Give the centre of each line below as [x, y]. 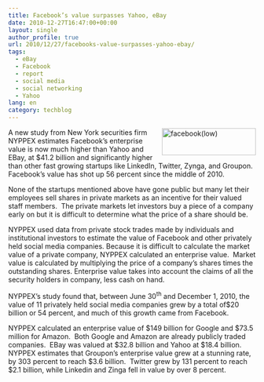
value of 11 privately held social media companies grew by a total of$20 [124, 304]
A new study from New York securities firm [78, 133]
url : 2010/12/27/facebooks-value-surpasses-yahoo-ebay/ [101, 45]
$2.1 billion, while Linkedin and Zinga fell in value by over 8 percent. [117, 369]
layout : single [33, 30]
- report [29, 74]
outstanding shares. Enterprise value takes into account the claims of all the [131, 271]
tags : [17, 52]
